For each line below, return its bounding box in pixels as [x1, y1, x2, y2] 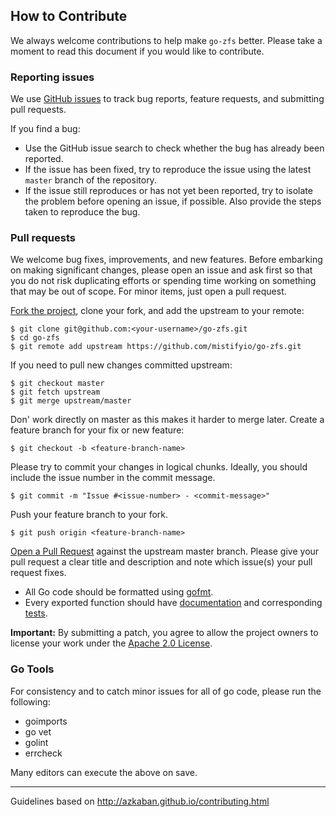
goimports [24, 715, 68, 727]
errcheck [24, 747, 63, 759]
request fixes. [10, 567, 67, 579]
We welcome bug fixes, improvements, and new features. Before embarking [10, 254, 323, 266]
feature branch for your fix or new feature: [10, 424, 185, 436]
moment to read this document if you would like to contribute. [10, 45, 265, 57]
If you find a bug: [10, 123, 81, 135]
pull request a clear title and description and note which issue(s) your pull [10, 556, 313, 568]
